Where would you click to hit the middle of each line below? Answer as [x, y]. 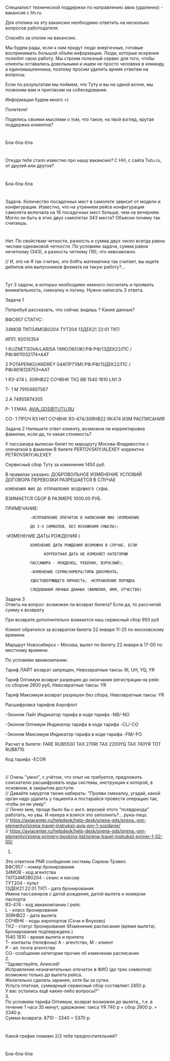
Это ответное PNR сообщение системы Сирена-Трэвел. [66, 861]
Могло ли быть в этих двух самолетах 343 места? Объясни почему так [83, 217]
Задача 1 [15, 300]
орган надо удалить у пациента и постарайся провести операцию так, [82, 799]
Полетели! [16, 109]
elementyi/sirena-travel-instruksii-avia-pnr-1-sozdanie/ [63, 826]
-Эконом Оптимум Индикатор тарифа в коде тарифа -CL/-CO [72, 724]
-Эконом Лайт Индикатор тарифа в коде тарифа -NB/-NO [67, 715]
